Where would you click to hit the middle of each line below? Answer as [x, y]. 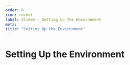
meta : [11, 24]
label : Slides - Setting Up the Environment [53, 19]
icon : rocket [19, 15]
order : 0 [15, 10]
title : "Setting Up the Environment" [45, 29]
